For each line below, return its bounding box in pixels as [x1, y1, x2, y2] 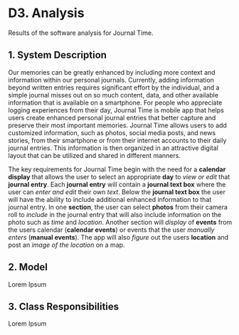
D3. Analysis [8, 5, 85, 21]
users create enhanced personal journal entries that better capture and [8, 113, 216, 122]
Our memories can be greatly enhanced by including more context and [8, 68, 216, 76]
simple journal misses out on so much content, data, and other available [8, 90, 219, 99]
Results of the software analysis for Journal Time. [8, 28, 154, 37]
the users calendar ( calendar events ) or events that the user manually [8, 225, 215, 234]
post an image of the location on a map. [8, 240, 125, 249]
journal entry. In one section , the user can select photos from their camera [8, 203, 228, 211]
